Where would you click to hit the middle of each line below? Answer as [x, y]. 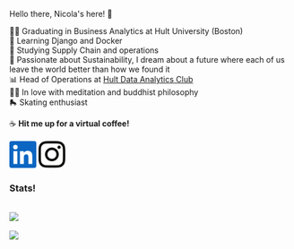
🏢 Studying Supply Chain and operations [84, 50]
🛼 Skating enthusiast [48, 102]
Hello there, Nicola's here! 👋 [61, 14]
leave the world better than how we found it [90, 69]
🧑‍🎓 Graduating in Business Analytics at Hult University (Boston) [126, 31]
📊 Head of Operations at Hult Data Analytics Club [101, 79]
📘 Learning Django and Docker [66, 41]
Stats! [22, 188]
